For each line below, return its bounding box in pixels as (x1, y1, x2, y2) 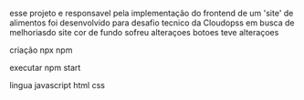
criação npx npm (9, 45, 73, 55)
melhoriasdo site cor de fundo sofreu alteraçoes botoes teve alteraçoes (9, 27, 279, 37)
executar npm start (9, 63, 81, 73)
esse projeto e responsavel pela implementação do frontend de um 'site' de (9, 8, 294, 18)
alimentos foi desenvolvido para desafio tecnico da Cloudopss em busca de (9, 17, 295, 28)
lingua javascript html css (9, 80, 105, 90)
